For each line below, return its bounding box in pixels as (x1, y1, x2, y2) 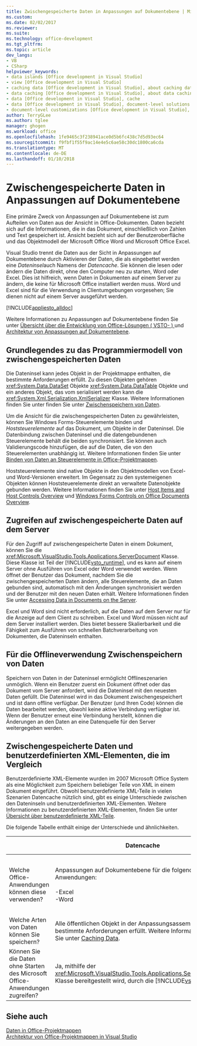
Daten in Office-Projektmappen (6, 1027, 81, 1034)
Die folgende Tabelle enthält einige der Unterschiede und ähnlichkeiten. (6, 824, 179, 831)
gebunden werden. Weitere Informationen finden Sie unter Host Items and (6, 486, 185, 493)
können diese (9, 888, 46, 896)
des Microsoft (9, 969, 47, 977)
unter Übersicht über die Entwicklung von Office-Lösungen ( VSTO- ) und (6, 322, 184, 329)
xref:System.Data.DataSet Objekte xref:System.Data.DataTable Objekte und (6, 382, 189, 389)
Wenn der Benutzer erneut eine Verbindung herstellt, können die (6, 712, 162, 719)
